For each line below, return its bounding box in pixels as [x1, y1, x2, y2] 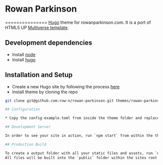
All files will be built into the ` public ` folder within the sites [5, 155, 147, 160]
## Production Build [5, 142, 47, 147]
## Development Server [5, 125, 51, 130]
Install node [12, 51, 35, 57]
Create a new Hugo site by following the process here [12, 83, 120, 89]
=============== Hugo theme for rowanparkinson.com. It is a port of [5, 19, 151, 25]
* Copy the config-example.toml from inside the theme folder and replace [5, 115, 160, 121]
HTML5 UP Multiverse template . [5, 24, 69, 30]
